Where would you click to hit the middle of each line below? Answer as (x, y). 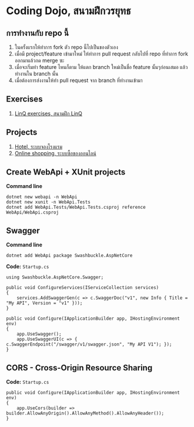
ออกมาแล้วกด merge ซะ (39, 60)
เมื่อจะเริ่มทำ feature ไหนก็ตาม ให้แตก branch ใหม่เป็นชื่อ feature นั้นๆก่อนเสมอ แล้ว (101, 67)
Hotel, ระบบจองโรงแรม (39, 146)
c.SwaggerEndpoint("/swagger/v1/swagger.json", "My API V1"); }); (89, 344)
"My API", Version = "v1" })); (44, 303)
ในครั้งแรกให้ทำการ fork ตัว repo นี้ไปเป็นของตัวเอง (66, 47)
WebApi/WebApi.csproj (33, 213)
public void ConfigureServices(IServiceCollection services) (83, 288)
